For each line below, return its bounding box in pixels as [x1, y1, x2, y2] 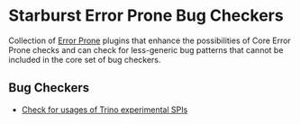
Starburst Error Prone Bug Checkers [8, 5, 285, 26]
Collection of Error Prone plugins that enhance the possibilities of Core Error [8, 35, 292, 46]
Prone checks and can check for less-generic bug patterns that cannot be [8, 44, 284, 55]
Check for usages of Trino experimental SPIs [21, 104, 188, 115]
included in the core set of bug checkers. [8, 54, 161, 65]
